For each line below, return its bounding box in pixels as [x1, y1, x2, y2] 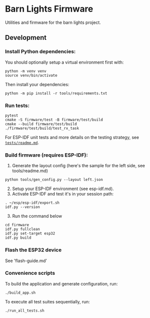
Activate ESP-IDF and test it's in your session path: [12, 191, 114, 197]
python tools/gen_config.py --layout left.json [5, 177, 103, 182]
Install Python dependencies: [5, 48, 76, 55]
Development [5, 34, 47, 42]
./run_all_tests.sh [5, 308, 45, 313]
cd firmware [5, 223, 29, 228]
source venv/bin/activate [5, 73, 57, 78]
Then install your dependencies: [5, 81, 69, 87]
